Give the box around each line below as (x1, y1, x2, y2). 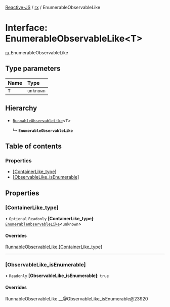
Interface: (5, 22, 48, 33)
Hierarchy (5, 104, 37, 113)
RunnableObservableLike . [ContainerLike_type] (5, 244, 103, 250)
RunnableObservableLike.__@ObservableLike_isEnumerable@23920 (5, 295, 148, 301)
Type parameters (5, 64, 61, 73)
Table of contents (5, 142, 62, 150)
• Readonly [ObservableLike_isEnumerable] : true (5, 272, 109, 279)
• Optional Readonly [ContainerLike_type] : (5, 215, 95, 221)
